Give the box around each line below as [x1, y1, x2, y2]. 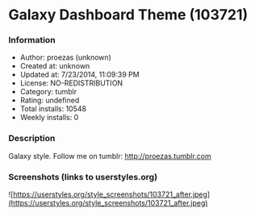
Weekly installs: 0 [19, 113, 79, 123]
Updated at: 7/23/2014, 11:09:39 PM [19, 70, 140, 80]
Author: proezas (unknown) [19, 52, 111, 62]
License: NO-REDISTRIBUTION [19, 78, 123, 88]
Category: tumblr [19, 87, 77, 97]
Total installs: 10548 [19, 104, 87, 114]
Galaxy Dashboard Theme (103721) [8, 6, 249, 24]
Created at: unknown [19, 61, 90, 71]
